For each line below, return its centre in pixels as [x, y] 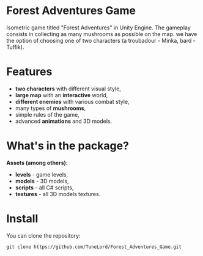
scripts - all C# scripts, [44, 188]
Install [22, 219]
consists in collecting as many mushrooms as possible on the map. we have [102, 34]
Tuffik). [15, 47]
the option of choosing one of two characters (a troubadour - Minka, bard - [101, 40]
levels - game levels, [42, 174]
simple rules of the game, [47, 114]
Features [29, 72]
